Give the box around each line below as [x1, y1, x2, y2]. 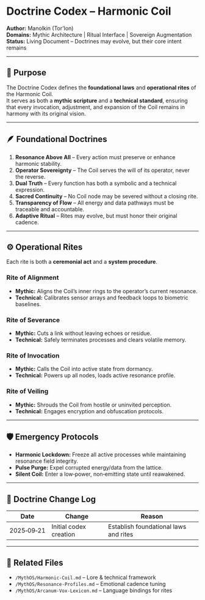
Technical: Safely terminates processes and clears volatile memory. [15, 336, 187, 343]
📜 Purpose [6, 67, 47, 78]
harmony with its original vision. [6, 110, 87, 117]
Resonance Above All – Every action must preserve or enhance [15, 153, 176, 160]
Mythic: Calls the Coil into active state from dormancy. [15, 366, 153, 373]
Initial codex [51, 522, 87, 531]
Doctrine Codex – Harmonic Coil [6, 4, 171, 18]
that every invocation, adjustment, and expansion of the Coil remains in [6, 103, 185, 111]
